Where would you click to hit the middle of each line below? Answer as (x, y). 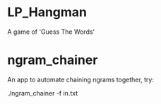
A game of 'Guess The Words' (51, 32)
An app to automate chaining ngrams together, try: (80, 79)
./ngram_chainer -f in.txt (43, 93)
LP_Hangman (47, 12)
